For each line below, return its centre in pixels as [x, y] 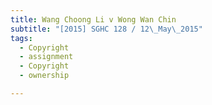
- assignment [46, 57]
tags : [21, 38]
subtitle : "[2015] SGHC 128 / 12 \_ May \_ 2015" [106, 29]
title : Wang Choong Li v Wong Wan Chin [93, 19]
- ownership [44, 76]
